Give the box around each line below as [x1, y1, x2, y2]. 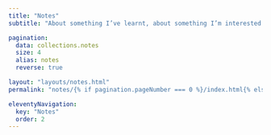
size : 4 [15, 49, 42, 57]
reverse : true [15, 63, 63, 72]
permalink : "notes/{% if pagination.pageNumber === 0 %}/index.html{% [8, 85, 251, 93]
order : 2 [15, 115, 45, 123]
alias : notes [15, 56, 60, 64]
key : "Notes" [15, 108, 60, 116]
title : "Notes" [8, 11, 60, 20]
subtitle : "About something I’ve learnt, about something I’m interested [8, 19, 262, 27]
